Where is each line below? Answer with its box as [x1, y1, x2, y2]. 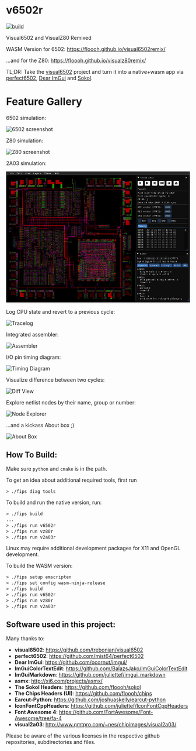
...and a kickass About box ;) [6, 421, 75, 428]
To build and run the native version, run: [6, 499, 102, 506]
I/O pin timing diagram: [6, 354, 61, 361]
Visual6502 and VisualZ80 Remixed [6, 34, 92, 41]
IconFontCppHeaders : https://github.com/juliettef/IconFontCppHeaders [14, 702, 188, 709]
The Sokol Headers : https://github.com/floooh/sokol [14, 684, 141, 691]
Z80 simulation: [6, 137, 44, 144]
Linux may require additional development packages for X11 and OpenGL [6, 545, 181, 552]
